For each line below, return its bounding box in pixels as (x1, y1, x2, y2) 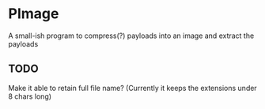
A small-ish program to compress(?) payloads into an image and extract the (8, 31, 255, 40)
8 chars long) (8, 92, 52, 101)
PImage (8, 5, 59, 23)
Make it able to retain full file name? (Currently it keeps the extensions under (8, 83, 257, 92)
